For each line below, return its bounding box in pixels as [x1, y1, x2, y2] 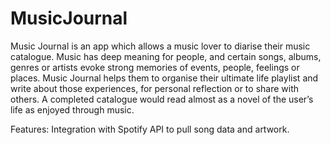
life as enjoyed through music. [10, 103, 135, 116]
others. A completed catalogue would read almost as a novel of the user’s [10, 93, 314, 105]
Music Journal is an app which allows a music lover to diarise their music [10, 40, 311, 52]
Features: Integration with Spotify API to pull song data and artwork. [10, 123, 290, 135]
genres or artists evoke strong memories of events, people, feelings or [10, 61, 300, 73]
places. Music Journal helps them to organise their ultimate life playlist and [10, 72, 319, 84]
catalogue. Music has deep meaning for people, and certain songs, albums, [10, 50, 322, 62]
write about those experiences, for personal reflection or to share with [10, 82, 300, 94]
